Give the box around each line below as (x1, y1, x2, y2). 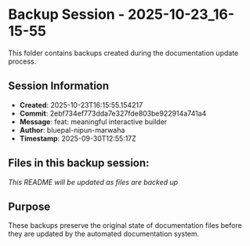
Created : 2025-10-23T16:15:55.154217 (19, 100, 143, 109)
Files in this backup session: (8, 156, 150, 170)
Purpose (8, 200, 51, 213)
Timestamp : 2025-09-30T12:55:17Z (19, 134, 137, 143)
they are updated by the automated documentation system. (8, 229, 200, 239)
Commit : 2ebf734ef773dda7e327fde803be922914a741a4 (19, 108, 207, 118)
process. (8, 57, 37, 66)
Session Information (8, 79, 110, 93)
